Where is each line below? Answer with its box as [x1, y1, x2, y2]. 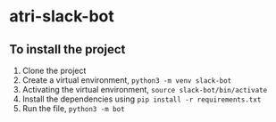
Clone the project [21, 65, 87, 76]
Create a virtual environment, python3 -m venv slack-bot [21, 75, 232, 85]
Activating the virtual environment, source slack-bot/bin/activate [21, 85, 268, 94]
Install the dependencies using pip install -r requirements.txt [21, 94, 262, 104]
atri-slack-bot [9, 6, 114, 27]
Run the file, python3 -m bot [21, 103, 125, 113]
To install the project [9, 42, 126, 57]
